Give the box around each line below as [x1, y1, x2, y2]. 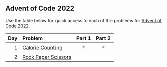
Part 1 [76, 35, 91, 42]
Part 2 [95, 35, 111, 42]
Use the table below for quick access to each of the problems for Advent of [5, 17, 162, 23]
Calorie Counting [22, 44, 63, 51]
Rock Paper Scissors [22, 53, 72, 60]
